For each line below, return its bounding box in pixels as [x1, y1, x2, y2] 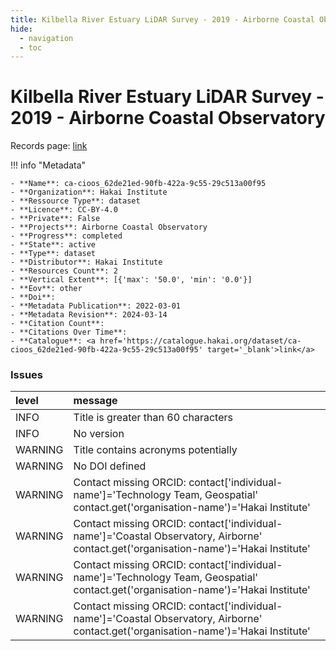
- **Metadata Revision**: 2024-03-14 [10, 310, 168, 320]
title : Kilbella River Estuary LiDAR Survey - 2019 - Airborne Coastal [10, 14, 315, 25]
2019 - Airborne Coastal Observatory [10, 107, 326, 130]
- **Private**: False [10, 214, 101, 224]
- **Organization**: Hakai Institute [10, 187, 168, 198]
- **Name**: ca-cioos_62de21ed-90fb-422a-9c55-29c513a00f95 [10, 179, 267, 189]
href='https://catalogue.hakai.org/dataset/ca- [99, 336, 302, 346]
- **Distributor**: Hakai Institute [10, 257, 163, 268]
